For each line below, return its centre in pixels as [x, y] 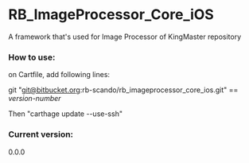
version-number [35, 99]
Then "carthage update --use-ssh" [66, 114]
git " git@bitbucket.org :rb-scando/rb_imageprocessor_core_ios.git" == [123, 90]
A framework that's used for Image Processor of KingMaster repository [125, 37]
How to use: [32, 57]
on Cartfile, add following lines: [59, 75]
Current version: [41, 134]
